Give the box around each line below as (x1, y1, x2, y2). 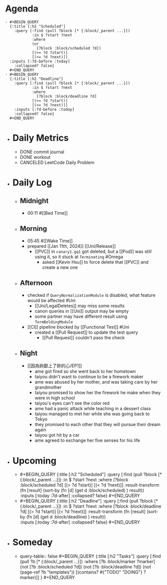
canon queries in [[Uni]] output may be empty (34, 308, 129, 314)
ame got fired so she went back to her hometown (34, 368, 136, 375)
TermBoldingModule (34, 319, 73, 325)
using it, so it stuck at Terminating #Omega (34, 253, 123, 260)
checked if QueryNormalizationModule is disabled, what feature (27, 292, 156, 298)
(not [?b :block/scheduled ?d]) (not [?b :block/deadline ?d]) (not (19, 564, 151, 570)
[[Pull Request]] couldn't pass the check (42, 334, 125, 340)
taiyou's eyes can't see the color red (34, 400, 110, 406)
